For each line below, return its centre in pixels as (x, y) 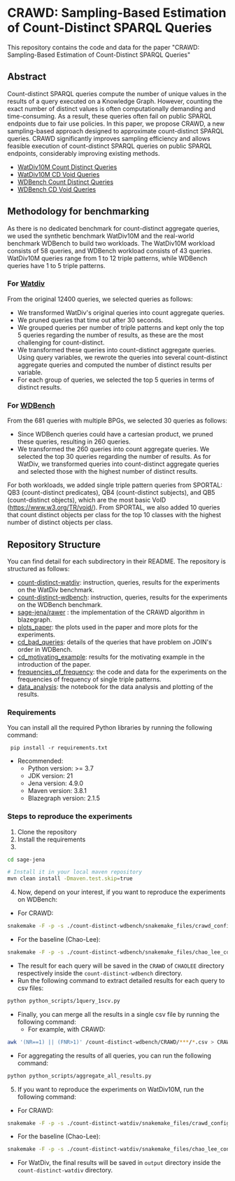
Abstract (27, 77)
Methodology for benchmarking (78, 212)
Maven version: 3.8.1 (57, 791)
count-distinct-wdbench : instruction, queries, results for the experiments (122, 597)
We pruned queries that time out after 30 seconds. (90, 320)
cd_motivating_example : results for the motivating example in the (111, 657)
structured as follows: (38, 568)
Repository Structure (54, 544)
